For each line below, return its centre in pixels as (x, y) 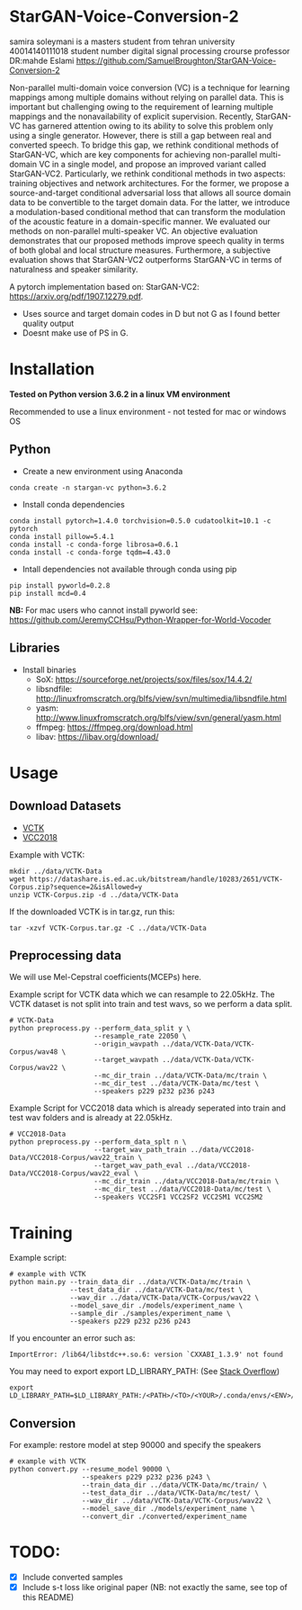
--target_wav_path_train (140, 1150)
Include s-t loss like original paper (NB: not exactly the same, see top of (155, 1588)
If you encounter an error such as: (72, 1338)
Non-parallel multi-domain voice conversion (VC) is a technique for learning (150, 87)
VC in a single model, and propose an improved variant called (153, 164)
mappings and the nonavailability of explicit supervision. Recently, (132, 116)
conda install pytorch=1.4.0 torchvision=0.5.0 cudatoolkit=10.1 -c (140, 521)
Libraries (35, 648)
